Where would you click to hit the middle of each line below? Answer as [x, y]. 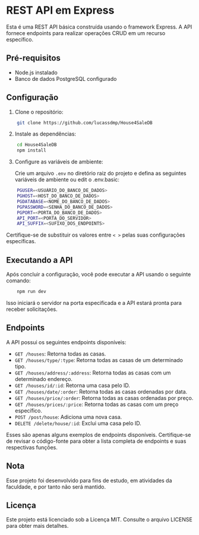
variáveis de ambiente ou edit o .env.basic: [67, 180]
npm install [31, 150]
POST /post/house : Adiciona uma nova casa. [68, 417]
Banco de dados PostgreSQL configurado [66, 78]
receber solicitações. [32, 309]
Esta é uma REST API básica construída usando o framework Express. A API [99, 27]
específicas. [21, 241]
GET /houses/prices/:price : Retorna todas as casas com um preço [97, 404]
